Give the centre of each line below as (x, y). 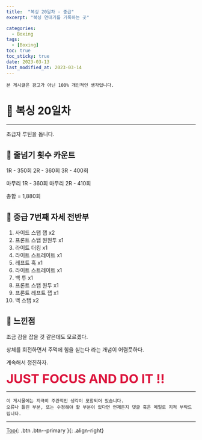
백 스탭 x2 (27, 300)
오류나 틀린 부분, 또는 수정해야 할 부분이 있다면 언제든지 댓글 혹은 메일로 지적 (92, 407)
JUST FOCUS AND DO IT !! (86, 379)
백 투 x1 (24, 278)
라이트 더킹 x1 (31, 248)
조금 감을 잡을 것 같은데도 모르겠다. (47, 336)
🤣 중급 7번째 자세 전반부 (47, 217)
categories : (21, 28)
